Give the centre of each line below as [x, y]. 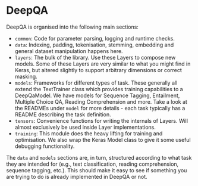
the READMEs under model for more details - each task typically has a [100, 108]
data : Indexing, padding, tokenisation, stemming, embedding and [94, 45]
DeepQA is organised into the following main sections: [72, 27]
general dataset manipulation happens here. [69, 51]
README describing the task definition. [63, 114]
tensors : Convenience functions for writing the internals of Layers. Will [101, 120]
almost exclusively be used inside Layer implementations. [85, 127]
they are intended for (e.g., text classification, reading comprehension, [92, 164]
